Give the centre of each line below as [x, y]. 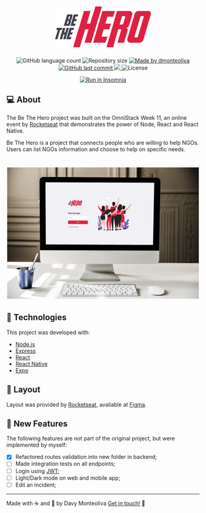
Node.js [25, 344]
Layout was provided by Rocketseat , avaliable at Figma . [77, 404]
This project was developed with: [48, 332]
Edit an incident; [36, 485]
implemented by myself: [37, 445]
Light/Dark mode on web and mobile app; [68, 478]
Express [25, 351]
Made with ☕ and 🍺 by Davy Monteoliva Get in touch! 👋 [76, 503]
